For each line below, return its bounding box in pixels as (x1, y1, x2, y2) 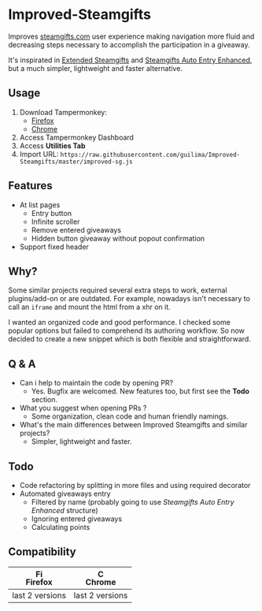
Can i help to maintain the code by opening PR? (19, 378, 174, 388)
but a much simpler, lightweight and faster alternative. (8, 63, 183, 73)
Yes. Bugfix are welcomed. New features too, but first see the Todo (31, 386, 250, 396)
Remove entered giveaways (31, 225, 122, 234)
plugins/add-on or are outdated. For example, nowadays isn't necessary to (8, 294, 250, 304)
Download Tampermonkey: (19, 107, 108, 117)
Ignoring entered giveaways (31, 514, 123, 523)
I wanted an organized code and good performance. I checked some (8, 318, 231, 327)
